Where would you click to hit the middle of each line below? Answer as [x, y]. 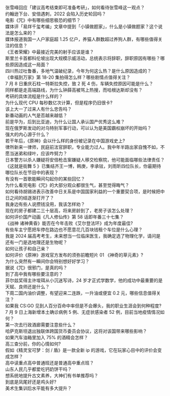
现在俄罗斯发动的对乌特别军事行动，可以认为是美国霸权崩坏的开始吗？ [78, 128]
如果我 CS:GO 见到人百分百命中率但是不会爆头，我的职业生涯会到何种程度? [83, 306]
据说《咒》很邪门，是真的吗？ [36, 268]
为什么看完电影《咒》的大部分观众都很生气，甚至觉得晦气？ [67, 185]
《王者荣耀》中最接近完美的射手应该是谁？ [50, 52]
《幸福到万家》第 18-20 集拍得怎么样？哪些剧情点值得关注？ [68, 77]
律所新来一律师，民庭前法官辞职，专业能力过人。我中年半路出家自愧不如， [83, 147]
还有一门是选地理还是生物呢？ [36, 242]
